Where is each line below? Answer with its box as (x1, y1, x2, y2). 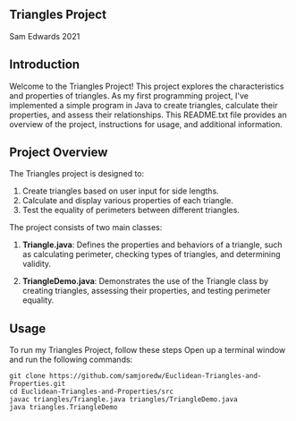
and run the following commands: (9, 354, 133, 365)
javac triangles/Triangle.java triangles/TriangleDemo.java (9, 395, 239, 404)
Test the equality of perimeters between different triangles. (21, 205, 240, 216)
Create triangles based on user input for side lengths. (21, 185, 219, 196)
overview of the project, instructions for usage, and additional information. (9, 118, 283, 129)
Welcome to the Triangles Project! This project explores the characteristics (9, 81, 284, 91)
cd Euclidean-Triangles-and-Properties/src (9, 387, 174, 397)
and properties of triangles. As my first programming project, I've (9, 90, 249, 101)
